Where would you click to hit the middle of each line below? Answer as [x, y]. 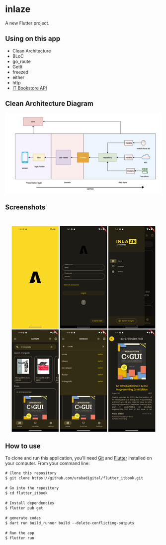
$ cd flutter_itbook [27, 493]
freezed [20, 72]
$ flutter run [20, 538]
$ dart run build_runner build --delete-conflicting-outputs [70, 523]
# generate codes [23, 518]
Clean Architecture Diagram [49, 104]
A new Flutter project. [27, 23]
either [18, 77]
